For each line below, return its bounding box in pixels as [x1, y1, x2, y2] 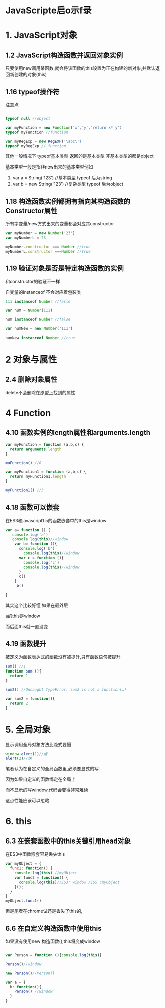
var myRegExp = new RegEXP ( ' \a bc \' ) [5, 139, 82, 144]
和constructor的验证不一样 [5, 278, 60, 284]
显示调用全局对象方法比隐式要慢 [5, 741, 71, 747]
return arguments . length [10, 447, 62, 452]
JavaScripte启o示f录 [5, 5, 92, 16]
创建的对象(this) [14, 71, 47, 78]
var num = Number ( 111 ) [5, 308, 53, 313]
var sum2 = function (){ [5, 696, 55, 701]
